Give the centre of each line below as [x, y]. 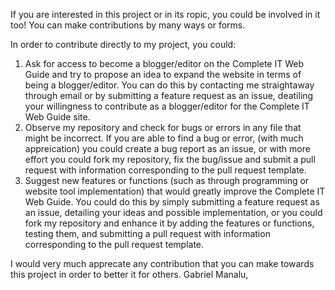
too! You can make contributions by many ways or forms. [128, 25]
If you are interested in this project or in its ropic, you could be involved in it [165, 14]
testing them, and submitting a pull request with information [147, 233]
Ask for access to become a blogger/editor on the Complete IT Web [164, 63]
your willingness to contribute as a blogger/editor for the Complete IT [167, 106]
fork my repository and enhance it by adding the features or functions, [169, 223]
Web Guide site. [57, 117]
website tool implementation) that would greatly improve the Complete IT [175, 191]
